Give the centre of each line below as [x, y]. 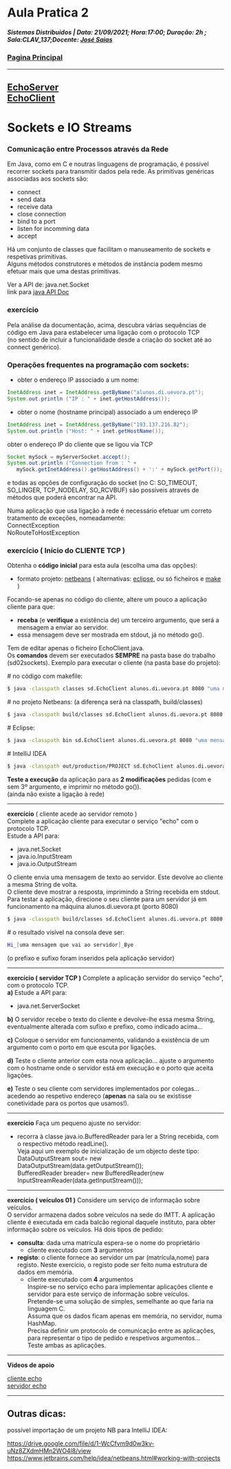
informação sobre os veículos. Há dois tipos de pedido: [85, 1229]
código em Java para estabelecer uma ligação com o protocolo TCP [103, 332]
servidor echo [27, 1386]
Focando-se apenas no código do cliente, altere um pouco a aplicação [107, 599]
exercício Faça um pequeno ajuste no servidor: [74, 1123]
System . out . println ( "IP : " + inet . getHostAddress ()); [89, 399]
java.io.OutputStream [47, 863]
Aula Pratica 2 [48, 13]
